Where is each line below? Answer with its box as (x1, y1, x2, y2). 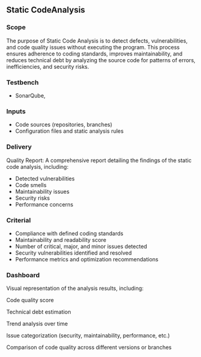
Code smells (15, 181, 47, 188)
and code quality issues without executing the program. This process (6, 43, 180, 51)
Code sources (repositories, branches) (15, 121, 113, 129)
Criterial (6, 216, 31, 224)
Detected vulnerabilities (15, 175, 75, 182)
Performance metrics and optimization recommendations (15, 255, 159, 263)
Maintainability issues (15, 188, 70, 195)
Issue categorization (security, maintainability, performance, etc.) (6, 332, 171, 339)
